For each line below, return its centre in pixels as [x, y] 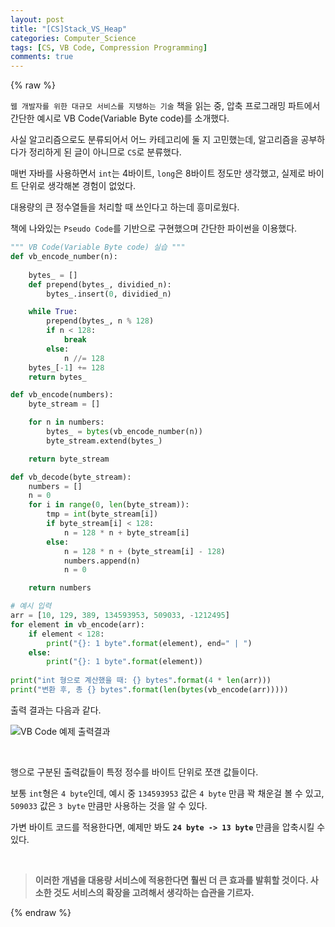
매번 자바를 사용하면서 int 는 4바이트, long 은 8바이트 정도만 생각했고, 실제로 [158, 173]
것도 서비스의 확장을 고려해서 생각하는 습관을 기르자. [154, 892]
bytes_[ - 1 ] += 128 [66, 367]
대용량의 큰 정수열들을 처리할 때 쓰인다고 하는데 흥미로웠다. [125, 207]
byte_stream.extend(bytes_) [104, 441]
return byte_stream [69, 459]
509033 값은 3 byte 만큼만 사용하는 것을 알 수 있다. [109, 805]
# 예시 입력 [31, 606]
